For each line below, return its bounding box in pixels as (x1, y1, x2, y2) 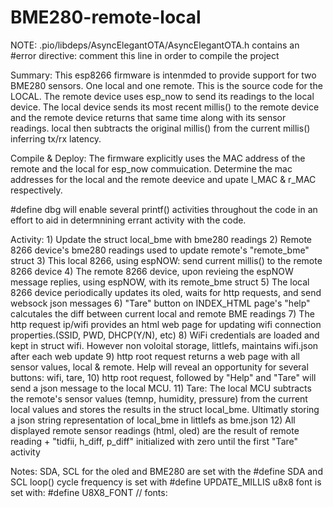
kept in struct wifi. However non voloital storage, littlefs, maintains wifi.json (10, 339, 319, 351)
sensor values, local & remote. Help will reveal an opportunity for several (10, 361, 309, 373)
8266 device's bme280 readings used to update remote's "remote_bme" (10, 244, 310, 256)
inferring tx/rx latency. (10, 132, 102, 145)
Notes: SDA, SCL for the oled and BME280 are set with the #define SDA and (10, 465, 323, 477)
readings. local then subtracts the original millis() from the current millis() (10, 122, 311, 134)
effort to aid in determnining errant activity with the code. (10, 214, 247, 226)
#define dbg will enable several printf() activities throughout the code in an (10, 203, 318, 215)
